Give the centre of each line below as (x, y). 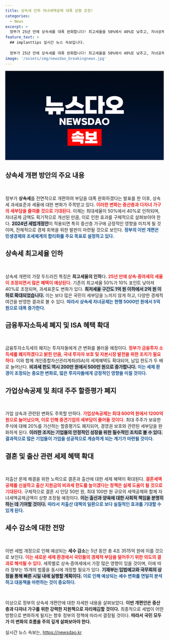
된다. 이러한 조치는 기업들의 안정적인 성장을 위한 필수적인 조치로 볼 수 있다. (91, 432)
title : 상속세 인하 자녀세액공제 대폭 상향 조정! (49, 11)
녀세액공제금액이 (22, 498)
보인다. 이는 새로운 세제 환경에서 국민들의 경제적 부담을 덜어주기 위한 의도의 (83, 557)
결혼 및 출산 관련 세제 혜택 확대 (50, 456)
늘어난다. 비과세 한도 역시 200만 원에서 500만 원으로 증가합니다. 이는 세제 (82, 367)
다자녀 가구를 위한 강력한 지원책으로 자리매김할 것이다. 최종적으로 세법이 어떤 (89, 609)
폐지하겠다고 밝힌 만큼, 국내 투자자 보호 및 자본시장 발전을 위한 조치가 (85, 354)
